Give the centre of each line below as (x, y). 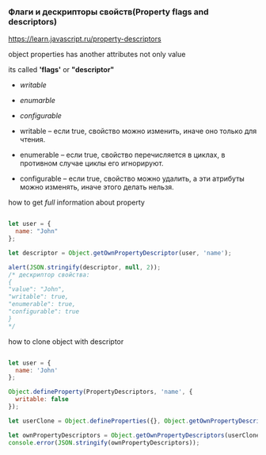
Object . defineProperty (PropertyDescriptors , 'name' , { (101, 392)
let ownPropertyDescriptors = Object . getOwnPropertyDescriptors (116, 435)
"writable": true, (38, 297)
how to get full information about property (76, 203)
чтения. (32, 140)
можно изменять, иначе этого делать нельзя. (97, 187)
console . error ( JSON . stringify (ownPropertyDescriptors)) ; (104, 442)
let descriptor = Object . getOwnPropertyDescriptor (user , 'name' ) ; (120, 253)
